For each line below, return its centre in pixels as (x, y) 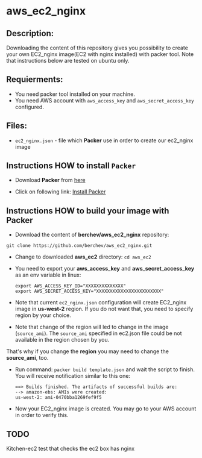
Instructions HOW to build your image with (88, 211)
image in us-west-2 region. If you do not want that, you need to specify (104, 309)
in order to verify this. (42, 415)
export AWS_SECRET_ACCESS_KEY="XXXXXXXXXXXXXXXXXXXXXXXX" (89, 291)
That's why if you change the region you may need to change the (87, 351)
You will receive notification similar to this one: (73, 376)
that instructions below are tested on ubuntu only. (68, 61)
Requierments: (35, 80)
